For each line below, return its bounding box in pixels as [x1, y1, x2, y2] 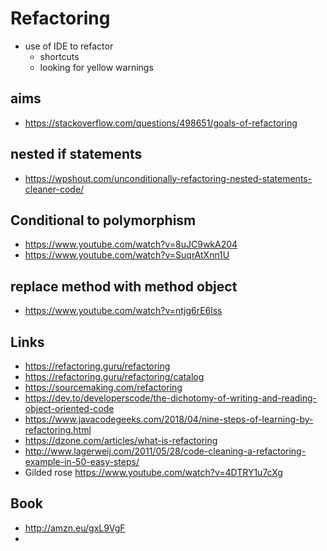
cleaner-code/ [24, 183, 85, 195]
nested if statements [10, 146, 143, 163]
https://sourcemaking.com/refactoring [24, 382, 183, 393]
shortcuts [39, 50, 80, 62]
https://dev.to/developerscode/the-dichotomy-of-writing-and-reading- [24, 392, 318, 404]
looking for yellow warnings [39, 61, 154, 73]
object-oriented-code [24, 403, 115, 414]
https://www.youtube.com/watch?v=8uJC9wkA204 [24, 238, 238, 251]
